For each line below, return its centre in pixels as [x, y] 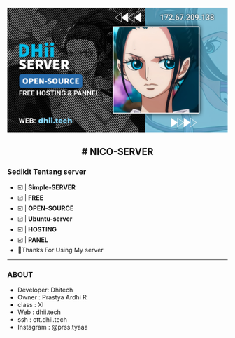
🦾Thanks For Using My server [60, 250]
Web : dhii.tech [39, 312]
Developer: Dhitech [45, 290]
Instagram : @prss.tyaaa [53, 327]
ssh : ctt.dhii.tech [42, 320]
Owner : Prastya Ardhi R [52, 297]
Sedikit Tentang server [47, 171]
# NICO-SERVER [117, 151]
